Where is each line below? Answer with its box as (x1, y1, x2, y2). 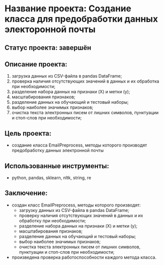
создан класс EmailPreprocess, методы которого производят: (11, 202, 141, 208)
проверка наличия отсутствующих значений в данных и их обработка (11, 78, 160, 84)
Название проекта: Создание (4, 3, 132, 14)
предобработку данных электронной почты (11, 147, 104, 153)
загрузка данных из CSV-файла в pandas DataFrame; (11, 73, 122, 79)
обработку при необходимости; (19, 217, 86, 224)
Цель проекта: (4, 129, 52, 138)
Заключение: (4, 189, 48, 197)
